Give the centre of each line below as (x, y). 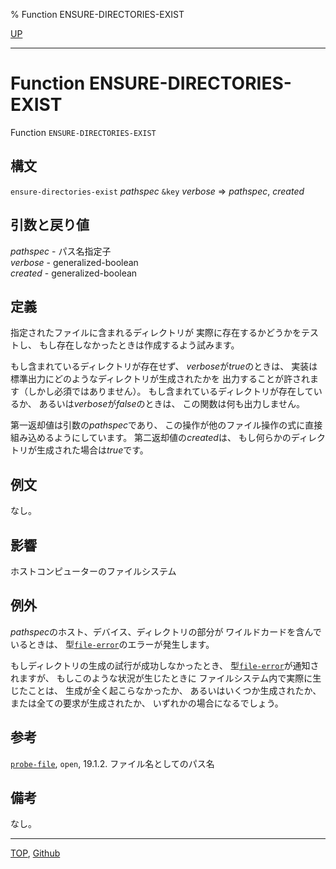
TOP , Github (35, 853)
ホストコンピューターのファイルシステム (93, 571)
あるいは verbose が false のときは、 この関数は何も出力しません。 (172, 404)
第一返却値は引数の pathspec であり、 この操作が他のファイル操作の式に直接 (166, 425)
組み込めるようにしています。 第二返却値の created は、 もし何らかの (151, 438)
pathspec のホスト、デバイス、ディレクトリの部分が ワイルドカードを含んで (166, 631)
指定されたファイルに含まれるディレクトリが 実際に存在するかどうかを (156, 333)
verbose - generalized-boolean (74, 262)
